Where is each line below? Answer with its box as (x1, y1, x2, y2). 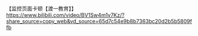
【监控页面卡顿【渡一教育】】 (6, 5, 77, 12)
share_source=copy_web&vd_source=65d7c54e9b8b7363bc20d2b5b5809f (6, 18, 192, 24)
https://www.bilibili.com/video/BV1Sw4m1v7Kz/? (6, 12, 125, 19)
